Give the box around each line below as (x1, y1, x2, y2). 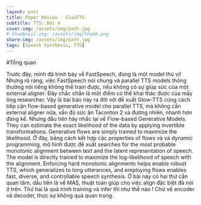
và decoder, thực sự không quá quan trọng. (6, 192, 114, 199)
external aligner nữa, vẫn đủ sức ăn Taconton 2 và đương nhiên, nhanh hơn (6, 109, 193, 116)
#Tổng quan (6, 58, 36, 66)
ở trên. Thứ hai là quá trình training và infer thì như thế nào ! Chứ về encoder (6, 185, 195, 192)
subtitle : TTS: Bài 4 (6, 20, 61, 26)
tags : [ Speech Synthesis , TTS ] (6, 43, 85, 49)
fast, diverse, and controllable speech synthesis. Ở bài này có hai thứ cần (6, 173, 188, 180)
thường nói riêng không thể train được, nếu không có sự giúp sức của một (6, 83, 189, 90)
